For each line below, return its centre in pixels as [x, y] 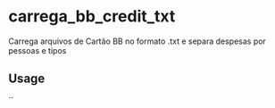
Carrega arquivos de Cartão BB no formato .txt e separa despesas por [137, 41]
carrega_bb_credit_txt [92, 17]
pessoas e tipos [37, 50]
